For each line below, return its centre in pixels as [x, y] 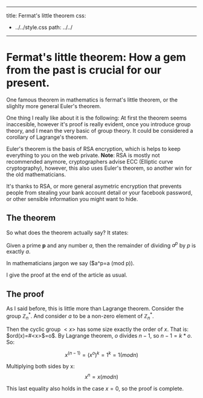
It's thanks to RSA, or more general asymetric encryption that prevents [94, 186]
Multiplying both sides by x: [40, 367]
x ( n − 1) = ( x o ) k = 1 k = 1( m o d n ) [101, 354]
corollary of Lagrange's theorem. [47, 137]
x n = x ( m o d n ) [101, 376]
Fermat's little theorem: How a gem [96, 57]
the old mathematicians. [36, 174]
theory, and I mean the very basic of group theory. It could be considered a [100, 130]
